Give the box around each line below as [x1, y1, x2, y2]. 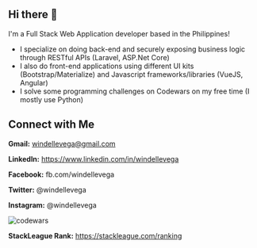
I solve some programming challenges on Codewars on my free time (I [19, 86, 250, 96]
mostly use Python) [19, 94, 84, 104]
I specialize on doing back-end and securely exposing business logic [19, 44, 246, 54]
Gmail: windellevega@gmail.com [8, 139, 117, 148]
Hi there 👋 [8, 8, 58, 21]
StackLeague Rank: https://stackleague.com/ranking [8, 231, 182, 240]
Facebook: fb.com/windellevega [8, 170, 115, 179]
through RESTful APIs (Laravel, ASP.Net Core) [19, 52, 171, 62]
